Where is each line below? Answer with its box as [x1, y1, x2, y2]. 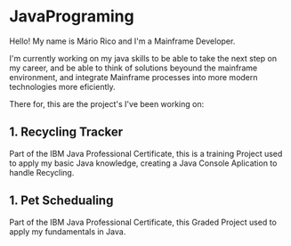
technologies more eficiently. [9, 81, 116, 92]
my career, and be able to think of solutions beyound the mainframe [9, 62, 258, 73]
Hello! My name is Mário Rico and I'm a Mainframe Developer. [9, 36, 236, 46]
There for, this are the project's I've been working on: [9, 98, 205, 109]
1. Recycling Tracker [9, 125, 124, 140]
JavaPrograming [9, 6, 135, 27]
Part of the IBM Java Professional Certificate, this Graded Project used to [9, 217, 278, 227]
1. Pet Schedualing [9, 193, 114, 209]
